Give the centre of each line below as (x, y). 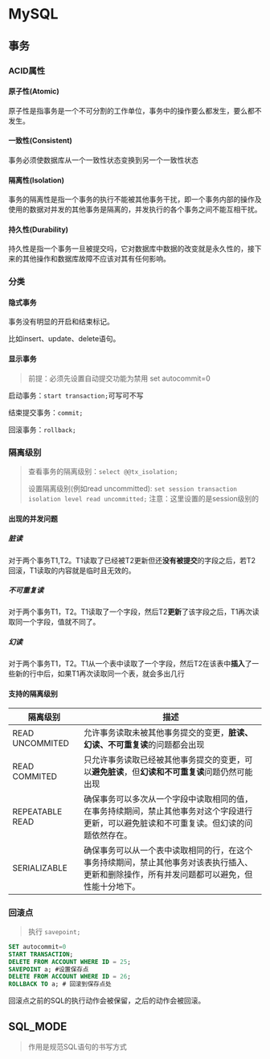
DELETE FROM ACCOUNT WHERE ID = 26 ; (70, 977)
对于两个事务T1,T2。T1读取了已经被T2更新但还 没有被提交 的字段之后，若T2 (132, 560)
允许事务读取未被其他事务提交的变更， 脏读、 (168, 732)
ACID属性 (27, 71)
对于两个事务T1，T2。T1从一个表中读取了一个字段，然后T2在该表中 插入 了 (130, 664)
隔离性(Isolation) (37, 180)
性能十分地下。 (112, 886)
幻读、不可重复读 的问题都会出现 (144, 744)
